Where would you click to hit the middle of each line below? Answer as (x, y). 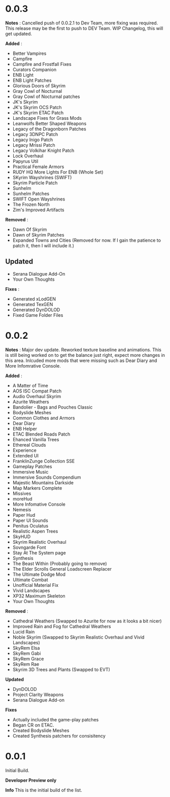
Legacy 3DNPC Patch (35, 134)
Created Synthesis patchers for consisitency (59, 736)
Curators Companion (35, 70)
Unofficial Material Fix (36, 585)
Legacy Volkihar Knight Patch (43, 150)
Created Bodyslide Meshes (41, 730)
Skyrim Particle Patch (35, 183)
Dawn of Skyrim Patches (38, 235)
